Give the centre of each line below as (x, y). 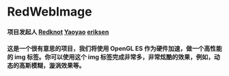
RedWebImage (50, 12)
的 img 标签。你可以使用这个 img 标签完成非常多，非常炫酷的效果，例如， (111, 57)
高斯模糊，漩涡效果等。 (52, 66)
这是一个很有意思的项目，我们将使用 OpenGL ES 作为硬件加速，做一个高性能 (114, 49)
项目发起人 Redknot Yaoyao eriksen (58, 32)
